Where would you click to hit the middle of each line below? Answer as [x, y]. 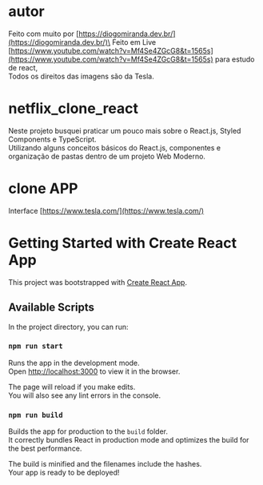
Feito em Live [134, 42]
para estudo [235, 59]
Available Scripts [51, 308]
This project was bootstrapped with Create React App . [98, 282]
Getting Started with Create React [123, 243]
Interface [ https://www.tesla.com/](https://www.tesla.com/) [106, 210]
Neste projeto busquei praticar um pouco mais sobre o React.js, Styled [125, 130]
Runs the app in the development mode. [74, 363]
